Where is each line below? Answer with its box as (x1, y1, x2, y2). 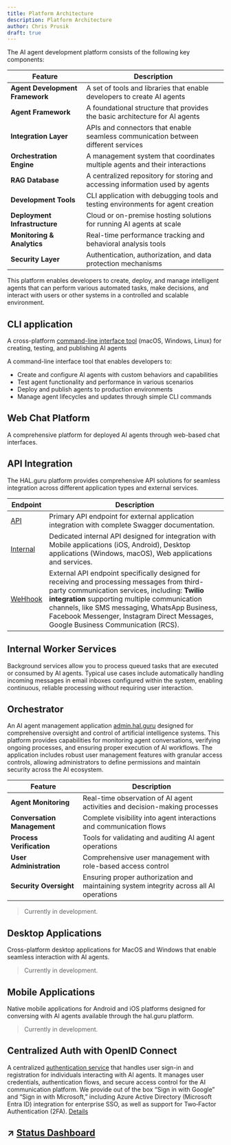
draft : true (7, 29, 41, 36)
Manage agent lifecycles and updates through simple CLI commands (16, 393, 212, 401)
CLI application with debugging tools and (85, 191, 219, 200)
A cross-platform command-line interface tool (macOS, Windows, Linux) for (7, 336, 222, 345)
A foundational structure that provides (85, 103, 209, 113)
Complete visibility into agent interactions (82, 813, 217, 823)
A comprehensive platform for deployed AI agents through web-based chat (7, 431, 220, 439)
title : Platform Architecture (7, 10, 94, 17)
